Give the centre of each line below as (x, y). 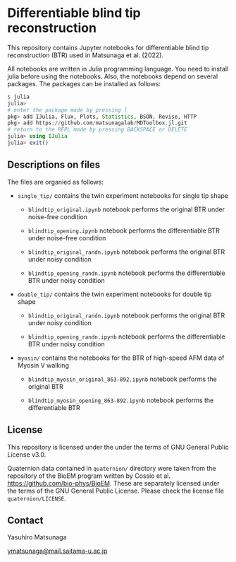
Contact (25, 520)
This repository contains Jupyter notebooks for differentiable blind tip (108, 47)
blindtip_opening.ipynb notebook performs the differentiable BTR (124, 230)
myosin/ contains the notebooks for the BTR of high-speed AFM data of (121, 358)
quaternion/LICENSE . (37, 498)
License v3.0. (27, 455)
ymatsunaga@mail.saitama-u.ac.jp (57, 551)
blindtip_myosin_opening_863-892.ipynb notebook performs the (121, 400)
